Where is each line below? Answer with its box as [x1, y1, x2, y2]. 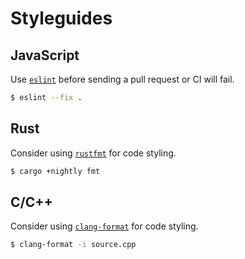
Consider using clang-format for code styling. [10, 220, 199, 232]
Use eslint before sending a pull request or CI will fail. [10, 73, 235, 85]
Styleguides [10, 7, 113, 30]
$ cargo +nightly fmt [10, 166, 101, 176]
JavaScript [10, 47, 80, 64]
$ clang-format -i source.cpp [10, 240, 137, 250]
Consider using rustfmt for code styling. [10, 147, 177, 159]
